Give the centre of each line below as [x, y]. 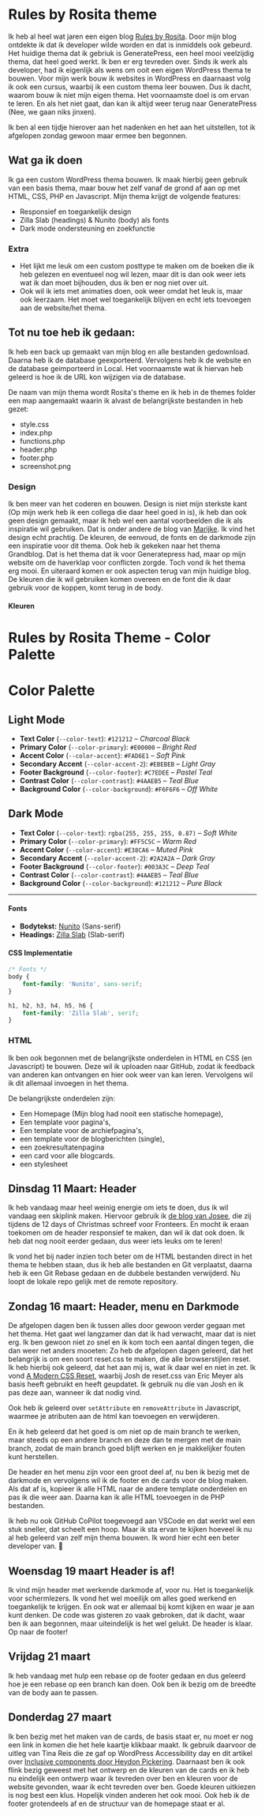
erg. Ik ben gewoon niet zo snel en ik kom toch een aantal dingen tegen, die [131, 1342]
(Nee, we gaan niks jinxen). [52, 111]
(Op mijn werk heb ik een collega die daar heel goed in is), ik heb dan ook [127, 512]
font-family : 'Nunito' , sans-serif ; [83, 984]
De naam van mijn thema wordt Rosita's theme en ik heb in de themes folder [132, 392]
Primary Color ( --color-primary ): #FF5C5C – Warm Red [108, 841]
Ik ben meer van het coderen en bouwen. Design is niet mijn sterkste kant [128, 504]
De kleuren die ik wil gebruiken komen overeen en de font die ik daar [119, 580]
